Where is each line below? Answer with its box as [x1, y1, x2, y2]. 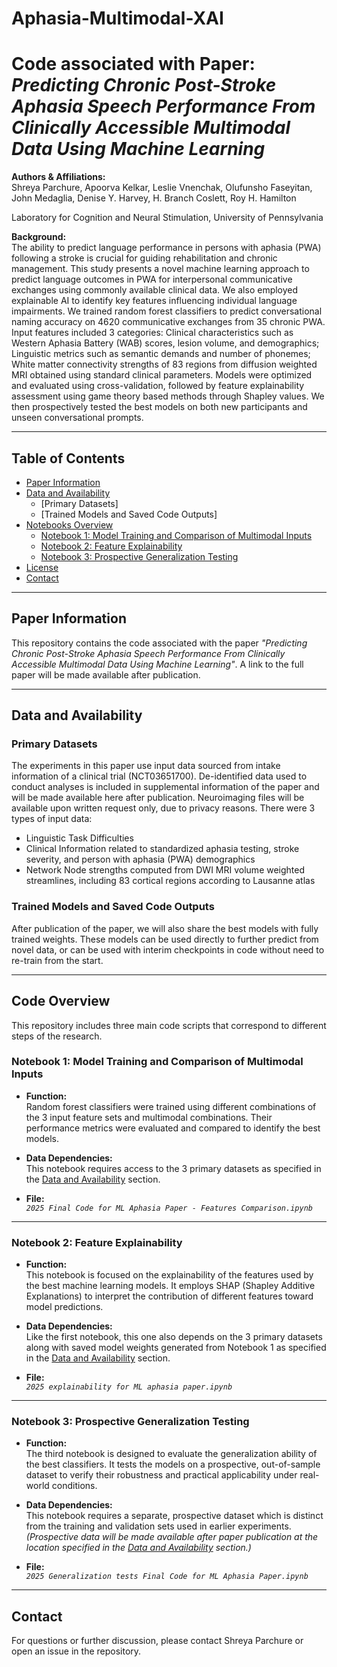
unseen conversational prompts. [11, 412, 144, 424]
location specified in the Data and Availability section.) [25, 1542, 252, 1554]
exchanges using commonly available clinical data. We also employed [11, 284, 299, 296]
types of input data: [11, 813, 93, 825]
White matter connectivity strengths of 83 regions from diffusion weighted [11, 358, 318, 371]
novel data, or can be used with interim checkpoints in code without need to [11, 943, 325, 956]
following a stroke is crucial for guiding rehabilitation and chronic [11, 252, 278, 264]
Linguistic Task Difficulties [25, 832, 134, 844]
